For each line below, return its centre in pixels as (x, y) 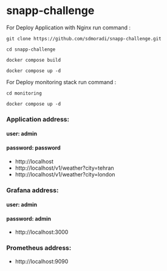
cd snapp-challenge (31, 49)
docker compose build (34, 60)
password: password (33, 148)
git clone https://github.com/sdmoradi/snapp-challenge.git (84, 38)
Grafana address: (32, 190)
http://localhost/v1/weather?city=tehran (64, 168)
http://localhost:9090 (42, 261)
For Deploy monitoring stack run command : (61, 82)
